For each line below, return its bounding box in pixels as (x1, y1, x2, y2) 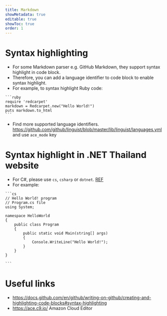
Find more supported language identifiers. (12, 121, 99, 127)
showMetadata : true (5, 12, 46, 17)
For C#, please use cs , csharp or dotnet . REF (12, 176, 104, 182)
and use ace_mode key (12, 132, 57, 138)
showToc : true (5, 21, 35, 26)
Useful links (5, 278, 56, 289)
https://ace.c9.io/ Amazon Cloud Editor (12, 305, 93, 311)
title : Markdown (5, 7, 39, 12)
